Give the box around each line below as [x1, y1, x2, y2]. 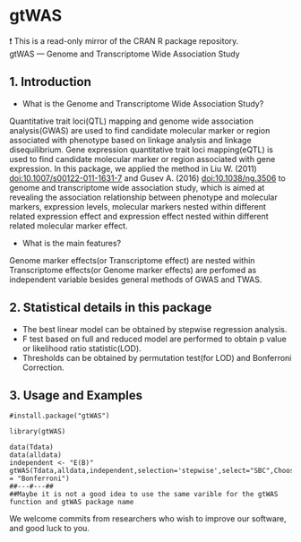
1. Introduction [9, 74, 91, 90]
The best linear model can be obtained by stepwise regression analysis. [21, 323, 288, 334]
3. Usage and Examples [9, 387, 143, 403]
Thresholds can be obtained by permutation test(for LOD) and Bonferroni [21, 352, 292, 363]
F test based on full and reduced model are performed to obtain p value [21, 333, 287, 344]
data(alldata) [9, 451, 63, 460]
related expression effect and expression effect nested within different [9, 211, 269, 221]
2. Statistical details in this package [9, 300, 212, 315]
